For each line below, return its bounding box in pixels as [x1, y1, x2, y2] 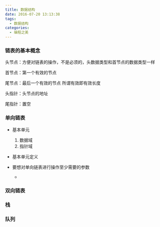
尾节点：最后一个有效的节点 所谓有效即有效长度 [5, 80, 101, 86]
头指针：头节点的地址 [5, 90, 48, 96]
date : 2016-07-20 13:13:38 [5, 12, 60, 17]
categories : [5, 26, 29, 30]
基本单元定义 [12, 153, 38, 160]
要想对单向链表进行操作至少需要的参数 [12, 164, 90, 170]
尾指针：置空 [5, 101, 31, 107]
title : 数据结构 [5, 7, 35, 12]
